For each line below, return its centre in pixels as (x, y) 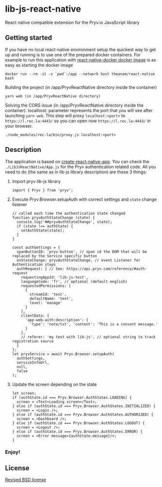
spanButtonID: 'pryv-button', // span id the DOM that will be (82, 252)
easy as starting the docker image (39, 65)
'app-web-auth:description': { (57, 320)
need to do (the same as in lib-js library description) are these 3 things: (76, 172)
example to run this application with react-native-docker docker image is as (81, 60)
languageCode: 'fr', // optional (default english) (74, 281)
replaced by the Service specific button (54, 256)
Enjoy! (13, 452)
